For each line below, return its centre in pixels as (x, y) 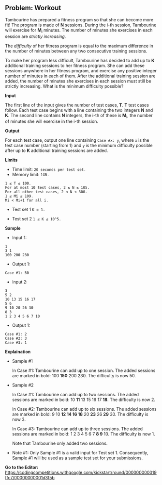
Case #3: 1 (16, 343)
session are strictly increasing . (36, 36)
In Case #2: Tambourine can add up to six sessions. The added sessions (84, 409)
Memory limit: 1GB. (31, 175)
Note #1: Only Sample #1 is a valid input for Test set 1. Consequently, (80, 453)
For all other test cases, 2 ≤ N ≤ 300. (46, 192)
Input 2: (20, 282)
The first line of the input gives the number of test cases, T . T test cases (77, 105)
